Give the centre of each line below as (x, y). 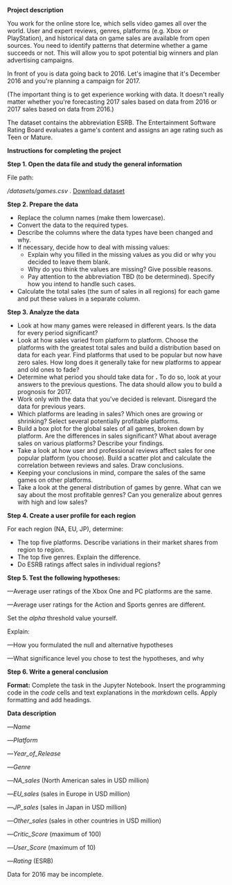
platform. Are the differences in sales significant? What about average (117, 436)
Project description (35, 10)
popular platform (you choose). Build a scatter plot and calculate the (115, 458)
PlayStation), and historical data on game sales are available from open (108, 38)
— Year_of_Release (34, 753)
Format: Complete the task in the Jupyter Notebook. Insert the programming (116, 685)
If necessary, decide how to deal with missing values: (93, 247)
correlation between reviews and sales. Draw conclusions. (100, 465)
